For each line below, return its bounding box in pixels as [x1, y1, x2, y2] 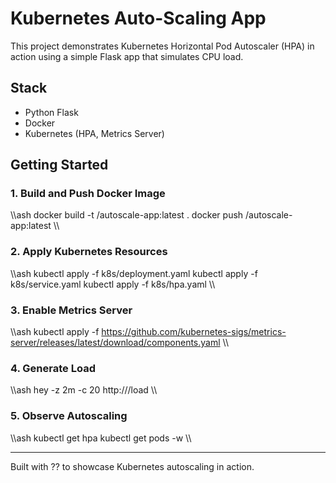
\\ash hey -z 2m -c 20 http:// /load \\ [10, 384, 158, 396]
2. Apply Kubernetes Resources [10, 245, 168, 259]
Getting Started [10, 157, 109, 174]
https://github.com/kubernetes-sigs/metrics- [101, 326, 287, 338]
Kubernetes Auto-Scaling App [10, 7, 267, 30]
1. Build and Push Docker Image [10, 187, 166, 201]
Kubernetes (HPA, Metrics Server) [24, 127, 165, 139]
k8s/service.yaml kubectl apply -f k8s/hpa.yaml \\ [10, 278, 216, 290]
